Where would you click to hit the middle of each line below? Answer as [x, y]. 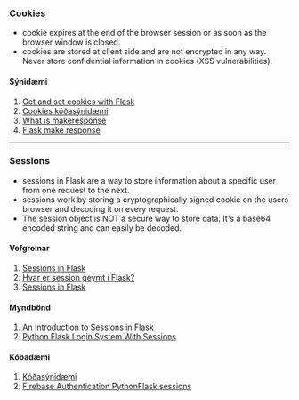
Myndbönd [30, 307]
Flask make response [61, 130]
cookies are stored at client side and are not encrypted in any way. [144, 52]
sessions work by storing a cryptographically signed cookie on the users [155, 200]
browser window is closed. [71, 42]
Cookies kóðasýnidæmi [65, 110]
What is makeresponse [64, 120]
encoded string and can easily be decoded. [102, 228]
